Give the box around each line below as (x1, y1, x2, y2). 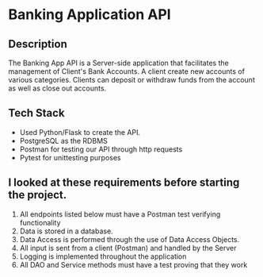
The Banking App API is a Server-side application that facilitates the (8, 58, 230, 67)
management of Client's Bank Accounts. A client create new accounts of (8, 67, 246, 76)
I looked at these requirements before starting (8, 176, 240, 190)
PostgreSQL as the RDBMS (19, 136, 109, 145)
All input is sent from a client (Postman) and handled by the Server (19, 243, 237, 252)
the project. (8, 188, 67, 202)
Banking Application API (8, 6, 172, 24)
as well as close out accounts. (8, 83, 107, 93)
